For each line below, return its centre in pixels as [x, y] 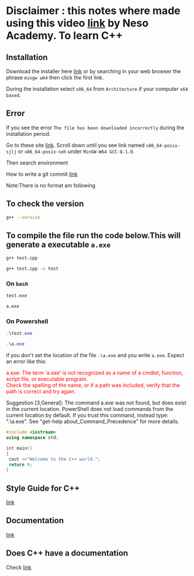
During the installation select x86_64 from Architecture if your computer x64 [97, 89]
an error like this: [26, 362]
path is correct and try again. [41, 392]
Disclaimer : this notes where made [93, 11]
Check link [19, 567]
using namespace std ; [32, 438]
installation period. [28, 133]
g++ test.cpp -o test [32, 269]
